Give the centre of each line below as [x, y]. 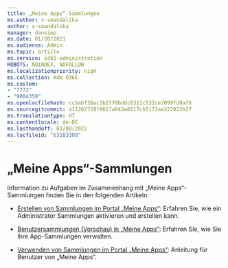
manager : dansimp [32, 33]
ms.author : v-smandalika [43, 20]
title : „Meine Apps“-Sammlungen [53, 13]
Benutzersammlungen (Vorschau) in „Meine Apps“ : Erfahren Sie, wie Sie [119, 229]
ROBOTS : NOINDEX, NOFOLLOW [46, 65]
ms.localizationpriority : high [52, 71]
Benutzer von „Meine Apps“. [57, 257]
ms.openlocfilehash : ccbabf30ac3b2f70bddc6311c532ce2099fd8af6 [100, 103]
